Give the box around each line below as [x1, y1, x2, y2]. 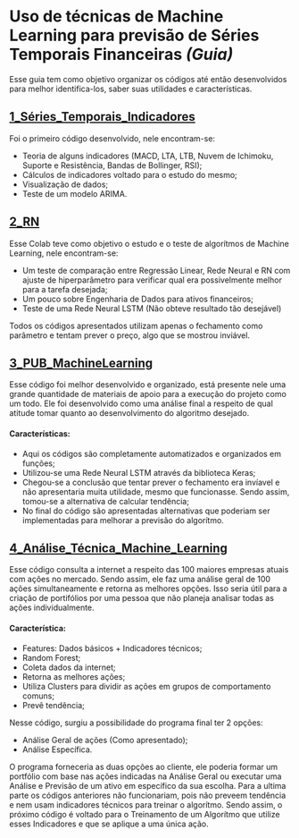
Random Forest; [21, 652, 81, 663]
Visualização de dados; [21, 179, 109, 190]
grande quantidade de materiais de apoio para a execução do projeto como [9, 389, 287, 400]
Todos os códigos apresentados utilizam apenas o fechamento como [9, 320, 263, 331]
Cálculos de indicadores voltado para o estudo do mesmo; [21, 169, 238, 180]
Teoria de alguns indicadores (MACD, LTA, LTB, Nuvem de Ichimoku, [21, 150, 274, 161]
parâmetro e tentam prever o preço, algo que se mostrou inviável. [9, 329, 251, 341]
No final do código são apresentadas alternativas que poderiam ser [21, 505, 270, 516]
